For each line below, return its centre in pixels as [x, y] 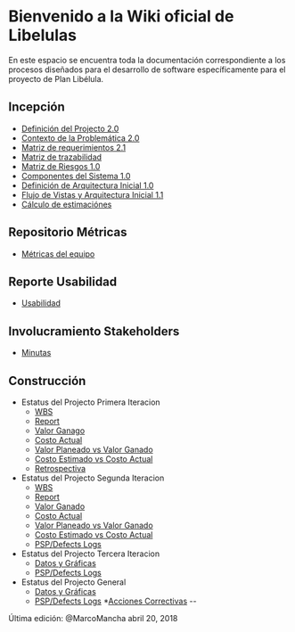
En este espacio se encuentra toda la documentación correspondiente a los [147, 60]
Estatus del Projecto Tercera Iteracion [90, 554]
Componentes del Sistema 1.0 [76, 176]
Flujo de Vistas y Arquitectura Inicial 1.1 [92, 194]
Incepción [37, 107]
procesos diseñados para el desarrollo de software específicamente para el [147, 70]
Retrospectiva [60, 468]
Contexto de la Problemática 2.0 [80, 138]
